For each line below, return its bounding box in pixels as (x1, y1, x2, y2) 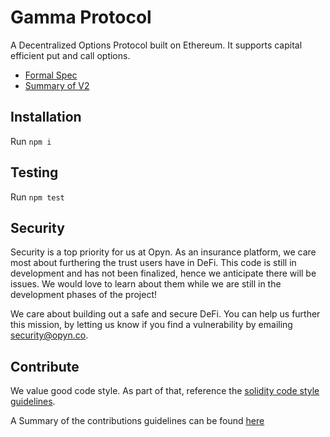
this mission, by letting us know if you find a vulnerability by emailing (10, 319, 293, 331)
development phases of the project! (10, 289, 158, 301)
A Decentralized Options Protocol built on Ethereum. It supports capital (10, 39, 303, 51)
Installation (10, 109, 82, 126)
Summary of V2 (24, 79, 90, 91)
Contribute (10, 358, 80, 375)
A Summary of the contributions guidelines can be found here (10, 415, 265, 427)
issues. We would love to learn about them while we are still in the (10, 278, 282, 290)
